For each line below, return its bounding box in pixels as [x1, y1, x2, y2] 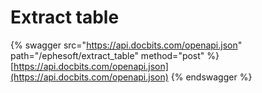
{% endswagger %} [170, 71, 253, 83]
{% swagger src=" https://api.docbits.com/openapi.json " [10, 39, 243, 51]
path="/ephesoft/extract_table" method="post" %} [10, 49, 220, 61]
